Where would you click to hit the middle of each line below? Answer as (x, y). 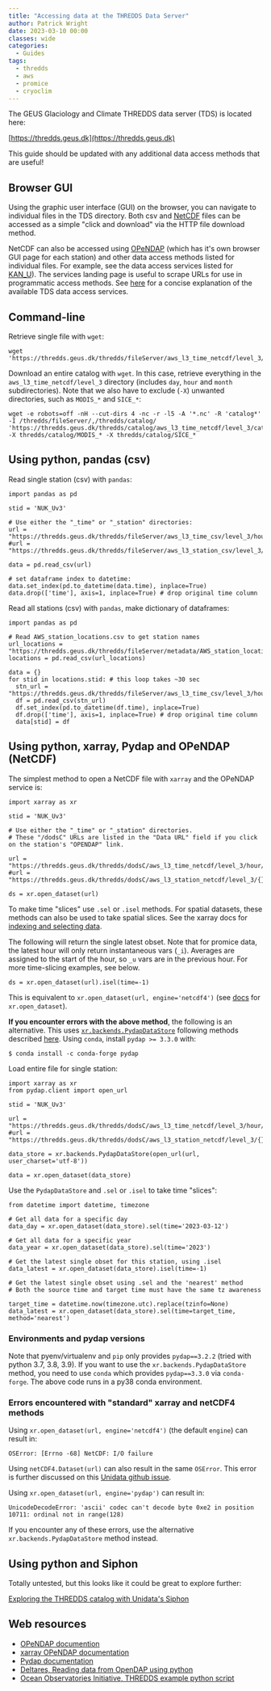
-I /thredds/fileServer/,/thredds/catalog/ (83, 421)
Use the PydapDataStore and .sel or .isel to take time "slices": (113, 1190)
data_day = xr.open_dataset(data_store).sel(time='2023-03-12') (119, 1226)
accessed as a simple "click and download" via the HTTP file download (127, 225)
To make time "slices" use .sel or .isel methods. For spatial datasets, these (135, 909)
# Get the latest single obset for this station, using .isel (115, 1261)
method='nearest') (39, 1318)
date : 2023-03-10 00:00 (48, 31)
